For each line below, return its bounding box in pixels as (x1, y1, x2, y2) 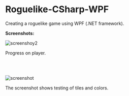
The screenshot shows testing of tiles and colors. (5, 85, 109, 91)
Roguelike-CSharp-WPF (5, 4, 109, 15)
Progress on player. (5, 50, 46, 56)
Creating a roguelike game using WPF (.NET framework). (5, 20, 124, 26)
